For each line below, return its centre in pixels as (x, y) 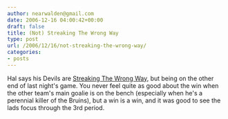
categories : (24, 53)
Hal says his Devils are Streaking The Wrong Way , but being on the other (111, 78)
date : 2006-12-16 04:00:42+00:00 (55, 20)
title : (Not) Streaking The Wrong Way (63, 33)
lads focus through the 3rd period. (56, 107)
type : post (23, 39)
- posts (18, 59)
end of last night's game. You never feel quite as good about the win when (113, 85)
